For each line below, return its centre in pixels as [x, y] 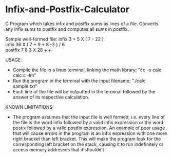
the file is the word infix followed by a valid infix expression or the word [88, 122]
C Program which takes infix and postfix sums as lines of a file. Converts [82, 24]
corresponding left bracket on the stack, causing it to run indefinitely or [88, 144]
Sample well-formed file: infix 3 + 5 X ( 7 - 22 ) [55, 39]
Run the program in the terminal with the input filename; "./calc [79, 81]
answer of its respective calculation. [51, 97]
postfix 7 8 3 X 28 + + [28, 50]
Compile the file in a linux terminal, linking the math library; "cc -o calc [87, 70]
